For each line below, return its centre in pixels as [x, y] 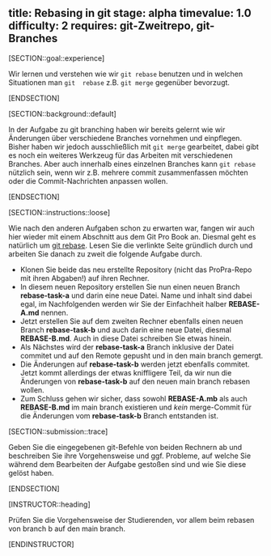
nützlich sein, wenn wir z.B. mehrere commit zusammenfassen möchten [128, 172]
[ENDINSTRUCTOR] [41, 544]
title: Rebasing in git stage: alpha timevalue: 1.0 [130, 13]
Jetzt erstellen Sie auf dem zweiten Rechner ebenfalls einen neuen [131, 321]
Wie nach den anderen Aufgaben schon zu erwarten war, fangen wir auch [131, 228]
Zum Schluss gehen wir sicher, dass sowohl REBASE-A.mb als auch [134, 398]
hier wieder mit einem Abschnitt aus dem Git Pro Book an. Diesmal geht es [132, 236]
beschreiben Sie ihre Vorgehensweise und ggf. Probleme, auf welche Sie [130, 456]
